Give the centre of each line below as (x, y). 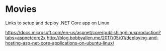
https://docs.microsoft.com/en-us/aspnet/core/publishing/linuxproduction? (83, 32)
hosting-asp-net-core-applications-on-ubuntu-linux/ (60, 43)
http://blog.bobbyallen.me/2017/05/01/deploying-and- (103, 38)
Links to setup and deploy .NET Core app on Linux (57, 23)
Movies (21, 9)
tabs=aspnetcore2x (26, 38)
